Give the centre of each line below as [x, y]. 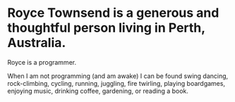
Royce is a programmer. [42, 62]
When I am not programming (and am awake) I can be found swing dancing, [118, 76]
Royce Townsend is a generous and [113, 13]
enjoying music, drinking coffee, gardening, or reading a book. [98, 91]
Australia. [37, 43]
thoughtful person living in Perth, [107, 28]
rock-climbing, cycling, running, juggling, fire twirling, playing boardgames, [116, 83]
